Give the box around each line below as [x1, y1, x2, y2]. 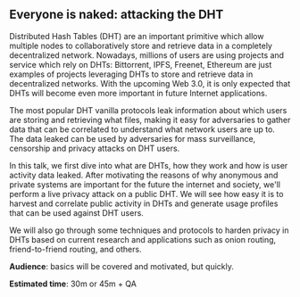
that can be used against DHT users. [9, 207, 145, 218]
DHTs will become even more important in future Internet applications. [9, 87, 268, 98]
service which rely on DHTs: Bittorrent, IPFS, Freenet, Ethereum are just [9, 59, 272, 70]
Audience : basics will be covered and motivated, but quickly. [9, 260, 235, 271]
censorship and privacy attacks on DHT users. [9, 143, 180, 153]
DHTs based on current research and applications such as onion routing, [9, 234, 277, 244]
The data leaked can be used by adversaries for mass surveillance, [9, 133, 256, 144]
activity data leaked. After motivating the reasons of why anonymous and [9, 169, 279, 180]
